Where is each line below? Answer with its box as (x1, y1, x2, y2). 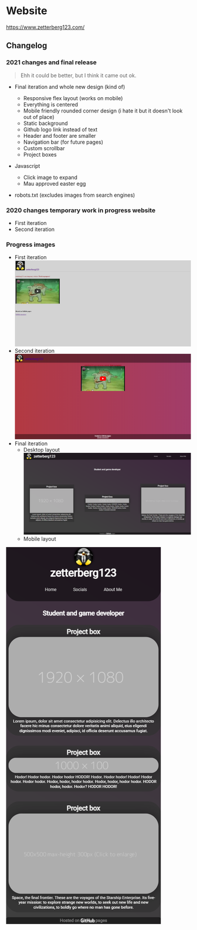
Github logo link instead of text (23, 125, 98, 133)
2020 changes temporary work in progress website (6, 206, 156, 214)
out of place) (23, 113, 55, 120)
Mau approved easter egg (23, 180, 86, 187)
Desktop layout (23, 446, 60, 453)
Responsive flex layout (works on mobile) (23, 94, 123, 101)
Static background (23, 120, 69, 127)
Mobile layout (23, 535, 56, 542)
